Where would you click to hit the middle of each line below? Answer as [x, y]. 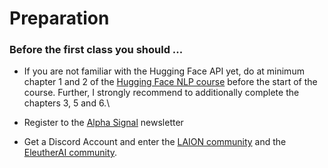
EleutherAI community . [70, 153]
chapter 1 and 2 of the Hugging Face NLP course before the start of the [170, 82]
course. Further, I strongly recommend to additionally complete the [161, 93]
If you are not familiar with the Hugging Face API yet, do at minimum [164, 71]
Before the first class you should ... [96, 50]
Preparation [59, 18]
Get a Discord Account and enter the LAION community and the [155, 142]
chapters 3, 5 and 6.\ [67, 103]
